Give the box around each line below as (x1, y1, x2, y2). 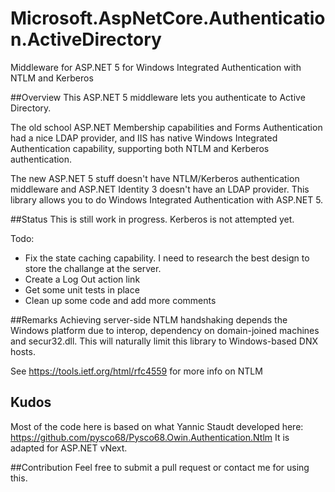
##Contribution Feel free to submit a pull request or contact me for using (10, 461, 310, 473)
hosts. (10, 345, 36, 357)
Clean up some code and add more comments (24, 294, 217, 306)
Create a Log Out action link (24, 273, 141, 285)
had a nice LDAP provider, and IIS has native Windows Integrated (10, 132, 278, 144)
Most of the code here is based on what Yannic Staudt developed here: (10, 420, 304, 432)
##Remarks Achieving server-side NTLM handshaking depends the (10, 313, 288, 326)
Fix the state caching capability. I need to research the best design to (24, 252, 310, 264)
